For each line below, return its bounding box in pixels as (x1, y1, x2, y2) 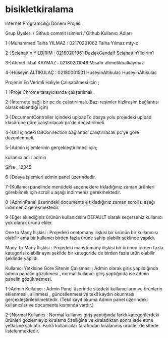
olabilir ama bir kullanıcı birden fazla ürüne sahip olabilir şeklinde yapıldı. (5, 235, 155, 241)
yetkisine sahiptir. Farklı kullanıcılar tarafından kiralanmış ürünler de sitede (5, 322, 159, 328)
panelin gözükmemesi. (5, 276, 52, 282)
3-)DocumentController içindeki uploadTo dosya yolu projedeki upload (5, 114, 152, 120)
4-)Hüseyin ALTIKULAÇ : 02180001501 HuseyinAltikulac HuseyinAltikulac (5, 69, 157, 76)
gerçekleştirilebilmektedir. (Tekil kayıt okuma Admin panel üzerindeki (5, 296, 148, 303)
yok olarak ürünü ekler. (5, 219, 53, 226)
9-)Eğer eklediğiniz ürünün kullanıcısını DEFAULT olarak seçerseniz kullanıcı (5, 214, 163, 220)
